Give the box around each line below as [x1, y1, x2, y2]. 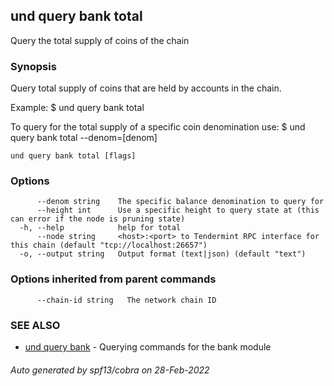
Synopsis [10, 59, 57, 73]
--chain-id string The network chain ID [36, 295, 217, 305]
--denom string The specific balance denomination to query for [36, 197, 325, 207]
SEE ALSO [10, 318, 61, 332]
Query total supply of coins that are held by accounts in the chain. [10, 82, 282, 94]
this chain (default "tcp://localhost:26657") [10, 240, 208, 251]
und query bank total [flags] [10, 151, 137, 161]
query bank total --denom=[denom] [10, 132, 158, 144]
